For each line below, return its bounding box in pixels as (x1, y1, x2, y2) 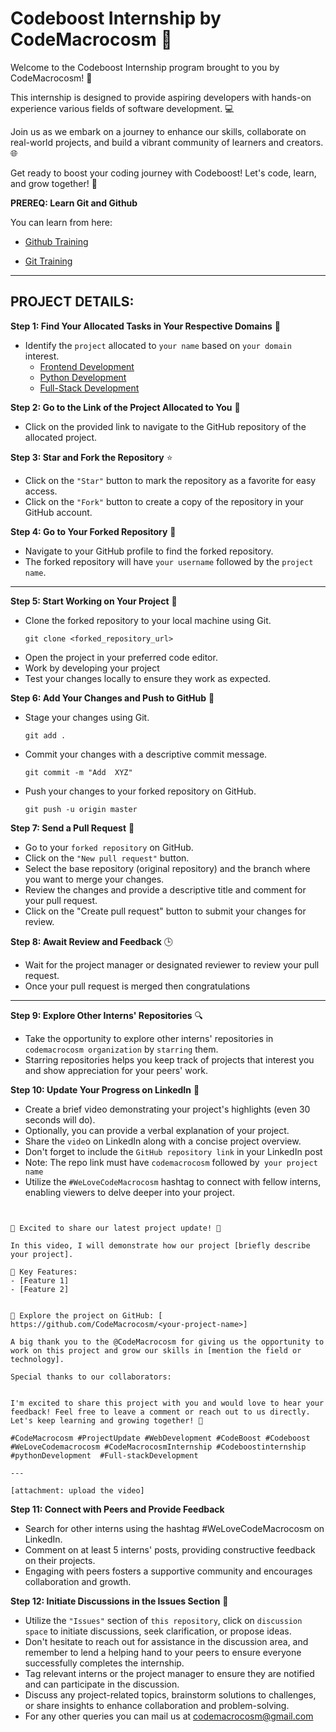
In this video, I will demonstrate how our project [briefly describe (10, 1240, 311, 1251)
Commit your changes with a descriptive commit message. (24, 748, 268, 760)
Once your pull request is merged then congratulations (24, 980, 251, 992)
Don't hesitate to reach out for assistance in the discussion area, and (24, 1635, 309, 1647)
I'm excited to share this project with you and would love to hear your (10, 1398, 325, 1408)
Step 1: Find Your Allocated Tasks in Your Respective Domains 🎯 (10, 320, 281, 332)
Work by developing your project (24, 662, 160, 674)
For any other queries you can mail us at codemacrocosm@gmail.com (24, 1710, 314, 1722)
